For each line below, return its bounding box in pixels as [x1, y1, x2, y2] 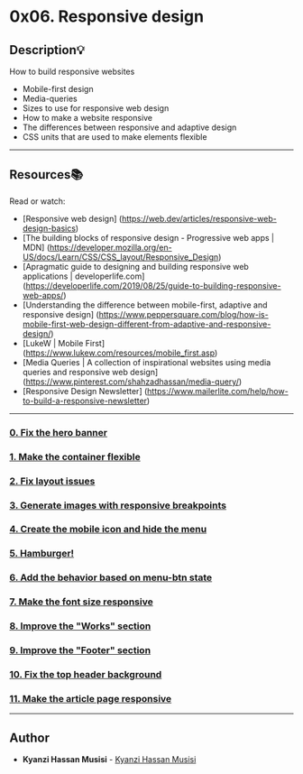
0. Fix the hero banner [9, 426, 108, 438]
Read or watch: [9, 196, 66, 207]
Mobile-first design [22, 84, 94, 94]
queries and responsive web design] [22, 366, 159, 377]
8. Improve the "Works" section [9, 620, 151, 632]
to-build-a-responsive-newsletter [22, 395, 147, 406]
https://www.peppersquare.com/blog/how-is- [98, 309, 269, 319]
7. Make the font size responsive [9, 595, 153, 608]
